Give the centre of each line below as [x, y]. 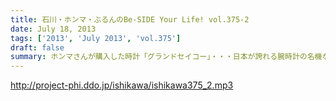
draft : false [37, 47]
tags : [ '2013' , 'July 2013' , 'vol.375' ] [96, 38]
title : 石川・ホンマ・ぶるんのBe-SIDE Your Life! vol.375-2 [130, 19]
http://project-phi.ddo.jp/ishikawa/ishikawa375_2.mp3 [122, 85]
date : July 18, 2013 [53, 29]
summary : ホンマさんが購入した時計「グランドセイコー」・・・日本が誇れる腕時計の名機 [166, 57]
